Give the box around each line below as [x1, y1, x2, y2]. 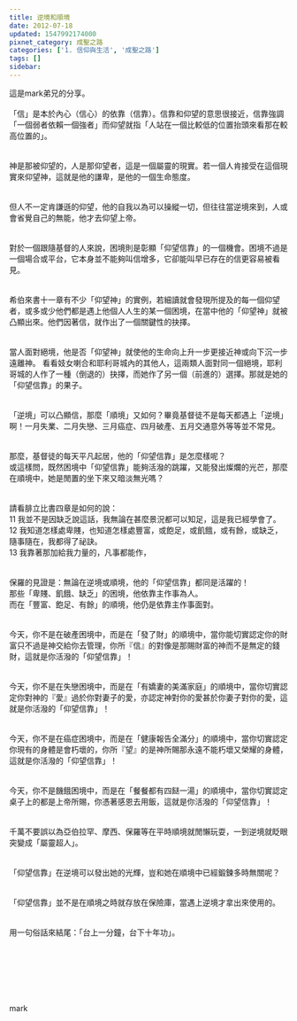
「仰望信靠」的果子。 [9, 379, 87, 390]
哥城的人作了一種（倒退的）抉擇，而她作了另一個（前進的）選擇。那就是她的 [9, 369, 288, 379]
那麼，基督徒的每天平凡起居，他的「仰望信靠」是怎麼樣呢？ [9, 450, 226, 461]
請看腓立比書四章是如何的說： [9, 503, 118, 513]
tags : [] [9, 54, 42, 63]
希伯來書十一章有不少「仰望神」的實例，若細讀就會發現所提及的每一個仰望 [9, 294, 280, 305]
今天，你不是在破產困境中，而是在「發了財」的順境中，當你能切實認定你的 [9, 628, 280, 639]
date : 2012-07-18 [9, 21, 73, 30]
